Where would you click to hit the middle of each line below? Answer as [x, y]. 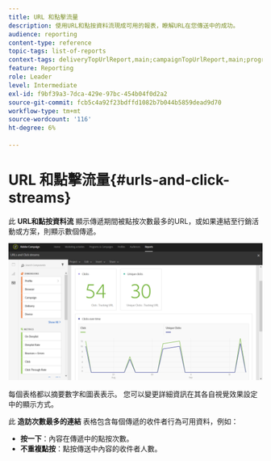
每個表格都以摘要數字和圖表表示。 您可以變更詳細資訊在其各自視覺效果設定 [133, 394]
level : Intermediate [43, 85]
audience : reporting [43, 34]
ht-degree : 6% [32, 128]
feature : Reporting [41, 69]
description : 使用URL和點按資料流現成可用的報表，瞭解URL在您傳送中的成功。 [124, 25]
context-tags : [32, 60]
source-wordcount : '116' [50, 120]
